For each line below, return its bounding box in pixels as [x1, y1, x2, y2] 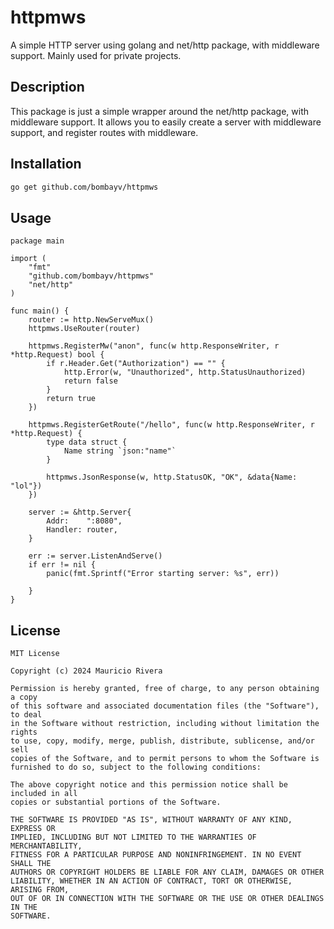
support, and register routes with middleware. [10, 126, 199, 138]
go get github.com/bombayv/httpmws [10, 182, 159, 192]
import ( [10, 254, 47, 264]
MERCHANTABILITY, [10, 841, 83, 851]
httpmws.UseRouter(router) [28, 324, 141, 334]
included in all [10, 789, 78, 799]
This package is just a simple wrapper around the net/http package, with [10, 105, 309, 117]
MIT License [10, 649, 60, 659]
